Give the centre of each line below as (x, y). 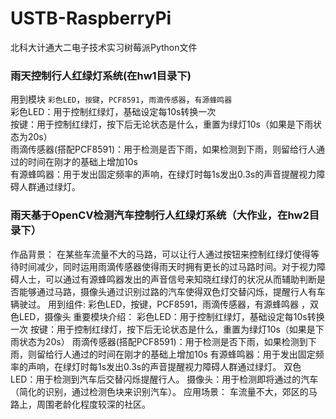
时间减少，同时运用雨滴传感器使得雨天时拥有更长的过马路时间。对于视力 (167, 266)
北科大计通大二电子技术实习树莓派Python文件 (104, 47)
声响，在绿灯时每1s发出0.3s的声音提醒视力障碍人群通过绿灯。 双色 (164, 366)
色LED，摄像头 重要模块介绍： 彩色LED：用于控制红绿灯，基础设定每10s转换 (167, 316)
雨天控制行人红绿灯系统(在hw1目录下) (101, 75)
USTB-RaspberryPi (91, 18)
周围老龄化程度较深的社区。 (93, 404)
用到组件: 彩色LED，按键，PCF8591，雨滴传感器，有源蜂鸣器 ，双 (183, 304)
